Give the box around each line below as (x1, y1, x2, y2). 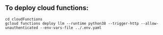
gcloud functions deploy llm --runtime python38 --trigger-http (5, 21, 139, 26)
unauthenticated (5, 25, 38, 30)
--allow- (140, 21, 159, 26)
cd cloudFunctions (5, 17, 43, 21)
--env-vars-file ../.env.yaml (40, 25, 102, 30)
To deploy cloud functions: (5, 4, 89, 12)
